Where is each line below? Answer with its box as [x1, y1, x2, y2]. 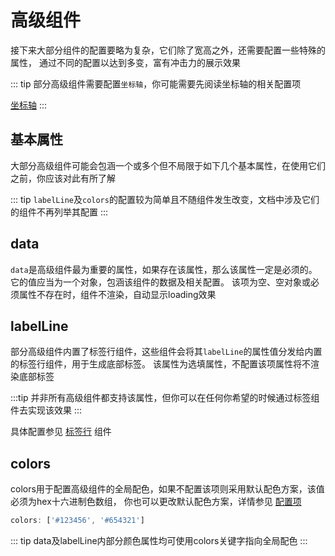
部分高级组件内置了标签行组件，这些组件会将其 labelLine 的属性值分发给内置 [10, 346, 323, 358]
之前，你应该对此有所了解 [10, 172, 116, 184]
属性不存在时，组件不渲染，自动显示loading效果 [18, 288, 217, 300]
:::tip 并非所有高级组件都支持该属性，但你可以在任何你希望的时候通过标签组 [10, 392, 320, 404]
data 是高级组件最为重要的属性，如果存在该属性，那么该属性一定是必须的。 [10, 263, 318, 275]
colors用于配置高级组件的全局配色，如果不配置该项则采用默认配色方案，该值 [10, 483, 325, 495]
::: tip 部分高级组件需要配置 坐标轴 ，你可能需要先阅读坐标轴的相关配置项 [10, 77, 302, 90]
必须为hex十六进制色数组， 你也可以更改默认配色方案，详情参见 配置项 [10, 496, 302, 508]
